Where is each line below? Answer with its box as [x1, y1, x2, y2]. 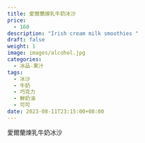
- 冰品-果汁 [13, 62, 44, 69]
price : [7, 17, 26, 24]
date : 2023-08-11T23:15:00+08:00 [7, 108, 105, 115]
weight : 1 [7, 43, 36, 50]
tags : [7, 69, 23, 76]
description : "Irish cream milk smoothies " [7, 29, 139, 37]
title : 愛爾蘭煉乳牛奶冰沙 [7, 10, 77, 18]
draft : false [7, 36, 45, 43]
